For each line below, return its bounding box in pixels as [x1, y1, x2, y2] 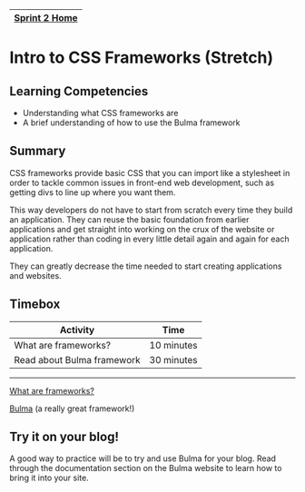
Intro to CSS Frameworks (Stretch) [9, 47, 274, 68]
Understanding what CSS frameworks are [22, 108, 179, 118]
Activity [59, 323, 95, 336]
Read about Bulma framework [14, 353, 141, 366]
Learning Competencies [9, 84, 149, 99]
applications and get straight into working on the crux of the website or [9, 223, 275, 234]
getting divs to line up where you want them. [9, 186, 176, 198]
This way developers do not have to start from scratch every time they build [9, 204, 293, 215]
